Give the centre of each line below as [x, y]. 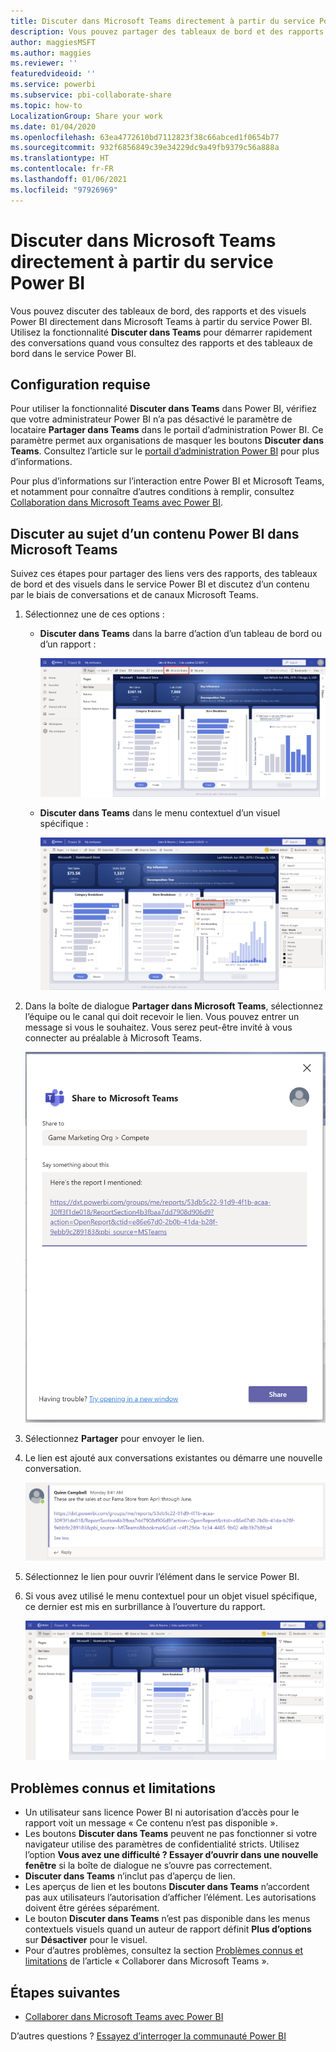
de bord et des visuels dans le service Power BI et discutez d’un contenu [160, 584]
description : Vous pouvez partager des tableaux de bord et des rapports [167, 31]
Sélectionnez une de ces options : [94, 614]
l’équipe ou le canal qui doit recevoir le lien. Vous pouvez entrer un [162, 1016]
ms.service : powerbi [53, 85]
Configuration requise [80, 384]
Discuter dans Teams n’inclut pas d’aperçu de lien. [130, 1876]
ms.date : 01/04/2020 [53, 126]
